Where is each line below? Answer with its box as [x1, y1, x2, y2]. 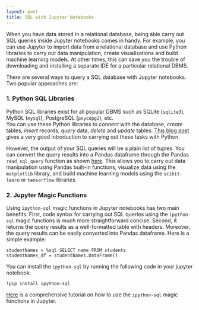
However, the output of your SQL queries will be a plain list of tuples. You [6, 145, 185, 152]
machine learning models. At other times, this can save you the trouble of [6, 56, 185, 63]
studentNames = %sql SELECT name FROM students [6, 247, 127, 254]
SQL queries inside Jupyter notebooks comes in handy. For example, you [6, 37, 185, 44]
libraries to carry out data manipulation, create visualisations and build [6, 49, 178, 56]
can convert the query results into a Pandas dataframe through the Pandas [6, 151, 189, 158]
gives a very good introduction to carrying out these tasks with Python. [6, 133, 180, 140]
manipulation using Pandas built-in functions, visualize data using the [6, 164, 176, 171]
